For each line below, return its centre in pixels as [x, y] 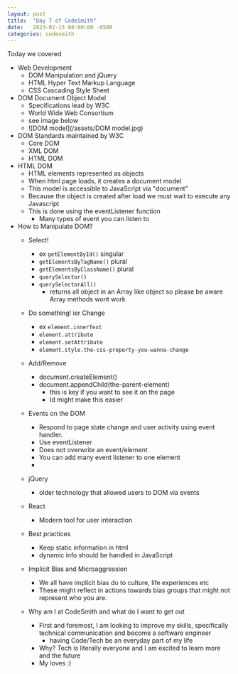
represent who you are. [73, 598]
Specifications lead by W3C [69, 106]
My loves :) [55, 663]
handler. [51, 435]
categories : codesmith [41, 34]
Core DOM [44, 144]
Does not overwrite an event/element [93, 450]
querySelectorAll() [68, 285]
